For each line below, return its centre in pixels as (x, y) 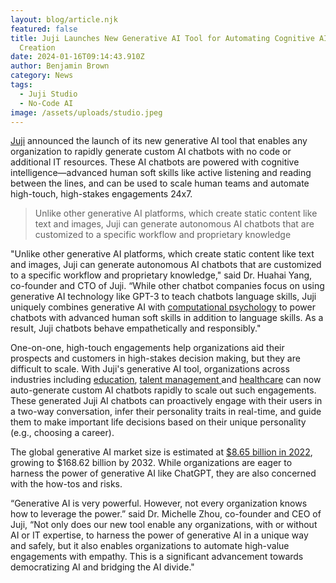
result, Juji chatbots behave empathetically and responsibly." (136, 328)
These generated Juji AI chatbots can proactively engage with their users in (166, 401)
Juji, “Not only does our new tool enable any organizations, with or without (164, 525)
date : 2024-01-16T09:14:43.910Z (77, 57)
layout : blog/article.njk (64, 19)
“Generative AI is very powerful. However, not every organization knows (159, 503)
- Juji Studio (48, 94)
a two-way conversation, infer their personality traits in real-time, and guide (166, 412)
